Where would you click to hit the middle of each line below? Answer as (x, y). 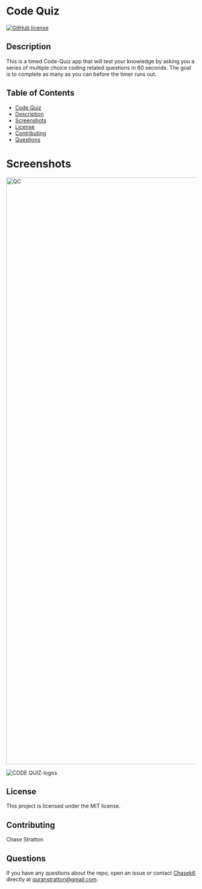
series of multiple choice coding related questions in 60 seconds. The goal (99, 67)
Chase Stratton (25, 840)
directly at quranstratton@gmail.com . (52, 879)
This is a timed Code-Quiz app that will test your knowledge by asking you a (100, 61)
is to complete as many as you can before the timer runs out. (81, 74)
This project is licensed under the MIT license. (63, 806)
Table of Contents (41, 93)
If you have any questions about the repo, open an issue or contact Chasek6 (101, 873)
